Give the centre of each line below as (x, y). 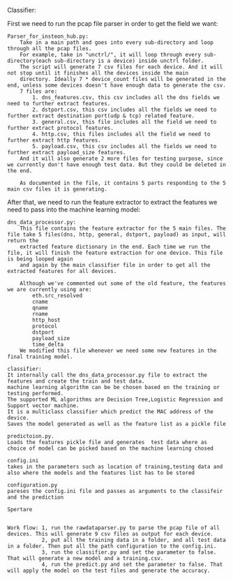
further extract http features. (54, 140)
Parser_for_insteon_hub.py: (48, 36)
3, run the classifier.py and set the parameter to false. (129, 552)
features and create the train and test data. (76, 381)
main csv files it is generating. (58, 189)
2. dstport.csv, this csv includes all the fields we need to (125, 110)
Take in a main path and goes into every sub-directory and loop (117, 43)
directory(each (29, 61)
